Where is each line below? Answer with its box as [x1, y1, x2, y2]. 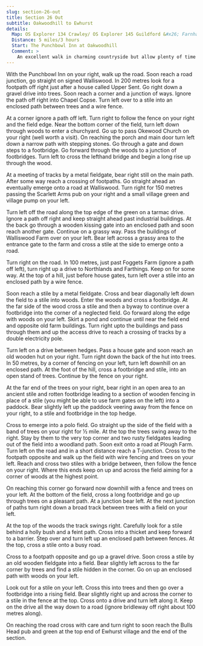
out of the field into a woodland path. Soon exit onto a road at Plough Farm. [6, 440, 193, 448]
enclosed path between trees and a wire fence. [6, 102, 124, 109]
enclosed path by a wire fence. [6, 278, 83, 285]
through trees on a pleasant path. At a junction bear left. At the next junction [6, 497, 195, 504]
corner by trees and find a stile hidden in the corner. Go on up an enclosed [6, 566, 192, 573]
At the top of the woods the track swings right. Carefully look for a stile [6, 521, 182, 529]
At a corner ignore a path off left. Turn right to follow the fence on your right [6, 114, 195, 122]
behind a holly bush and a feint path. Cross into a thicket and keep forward [6, 528, 192, 535]
